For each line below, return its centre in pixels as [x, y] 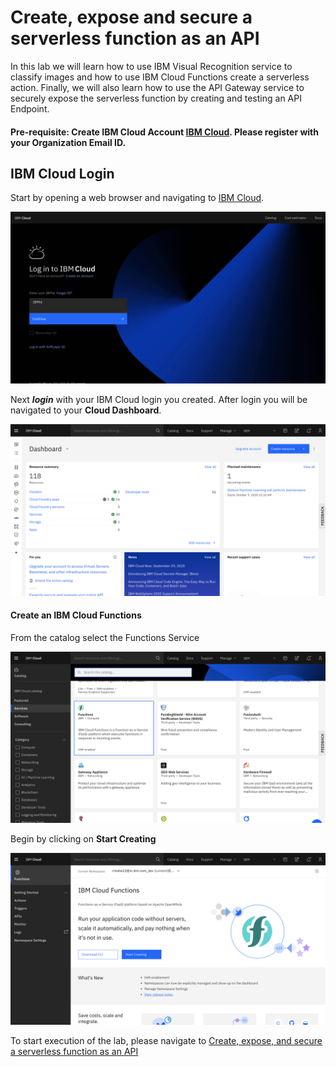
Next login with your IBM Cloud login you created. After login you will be [159, 399]
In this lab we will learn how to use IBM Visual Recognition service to [151, 66]
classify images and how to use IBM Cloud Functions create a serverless [160, 77]
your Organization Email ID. [68, 142]
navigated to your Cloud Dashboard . [86, 410]
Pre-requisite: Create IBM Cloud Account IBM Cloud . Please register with [164, 132]
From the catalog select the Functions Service [105, 637]
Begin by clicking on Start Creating [83, 839]
